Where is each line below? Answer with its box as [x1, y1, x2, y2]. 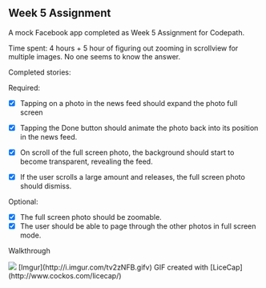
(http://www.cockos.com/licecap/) [8, 271, 122, 281]
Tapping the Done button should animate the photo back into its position [19, 123, 259, 132]
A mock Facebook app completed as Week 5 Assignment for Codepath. [8, 27, 245, 37]
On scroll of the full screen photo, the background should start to [19, 148, 235, 157]
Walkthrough [8, 246, 50, 256]
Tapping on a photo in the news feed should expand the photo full [19, 98, 238, 107]
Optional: [8, 197, 38, 207]
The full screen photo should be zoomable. [19, 213, 162, 222]
